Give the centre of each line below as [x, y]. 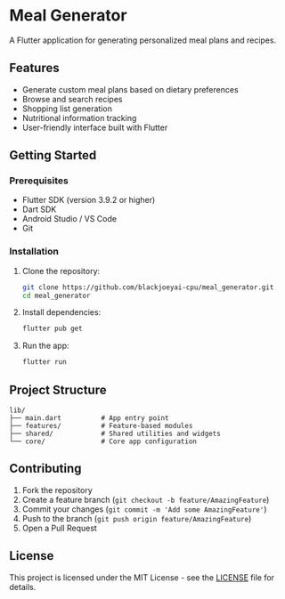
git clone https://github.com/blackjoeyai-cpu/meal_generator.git [148, 287]
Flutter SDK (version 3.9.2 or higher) [89, 200]
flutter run [44, 362]
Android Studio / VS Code [69, 219]
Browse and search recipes [72, 99]
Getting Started [53, 155]
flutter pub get [52, 329]
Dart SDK [39, 209]
